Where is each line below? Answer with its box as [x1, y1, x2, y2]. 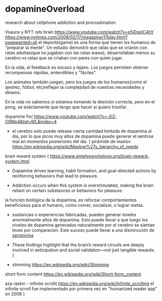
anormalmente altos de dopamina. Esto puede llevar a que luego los [12, 217, 148, 222]
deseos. [5, 89, 21, 95]
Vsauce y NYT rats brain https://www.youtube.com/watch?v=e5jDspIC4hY [5, 29, 154, 35]
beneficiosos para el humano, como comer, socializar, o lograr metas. [5, 202, 145, 208]
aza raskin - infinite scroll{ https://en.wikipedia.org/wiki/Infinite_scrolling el [5, 281, 154, 286]
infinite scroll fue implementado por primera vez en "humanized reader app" [5, 285, 158, 291]
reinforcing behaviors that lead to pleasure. [12, 173, 98, 179]
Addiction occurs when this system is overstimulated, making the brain [12, 182, 154, 188]
